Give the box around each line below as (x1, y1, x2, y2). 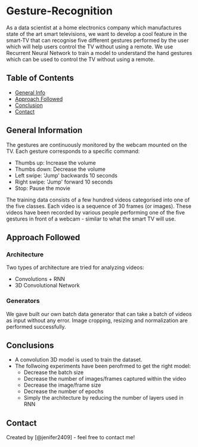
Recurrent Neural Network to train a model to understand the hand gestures (6, 49, 193, 56)
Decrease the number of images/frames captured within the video (23, 375, 187, 382)
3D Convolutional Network (14, 282, 80, 289)
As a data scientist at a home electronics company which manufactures (6, 24, 182, 31)
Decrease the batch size (23, 369, 84, 376)
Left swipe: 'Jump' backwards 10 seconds (14, 172, 118, 179)
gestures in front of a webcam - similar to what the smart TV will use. (6, 215, 176, 222)
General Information (6, 125, 83, 136)
